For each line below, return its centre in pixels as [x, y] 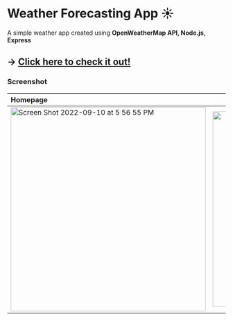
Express [19, 40]
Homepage [29, 99]
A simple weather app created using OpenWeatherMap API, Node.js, [106, 33]
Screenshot [27, 82]
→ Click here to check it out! [69, 62]
